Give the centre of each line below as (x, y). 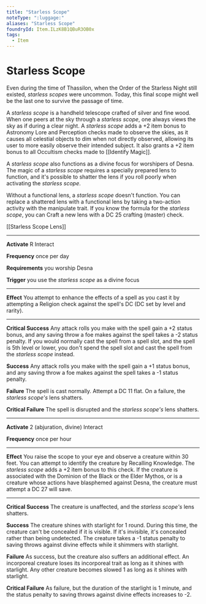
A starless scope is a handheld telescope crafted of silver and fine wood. (99, 113)
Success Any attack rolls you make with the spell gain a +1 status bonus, (98, 366)
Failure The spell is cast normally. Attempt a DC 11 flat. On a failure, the (96, 391)
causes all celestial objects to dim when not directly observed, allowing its (100, 139)
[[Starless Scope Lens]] (36, 226)
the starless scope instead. (40, 354)
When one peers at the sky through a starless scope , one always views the (101, 119)
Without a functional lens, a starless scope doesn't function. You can (93, 195)
